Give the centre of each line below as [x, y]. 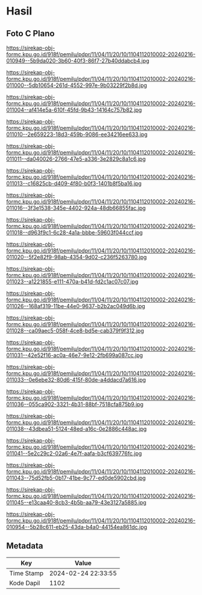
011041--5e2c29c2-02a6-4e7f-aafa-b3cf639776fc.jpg [74, 453]
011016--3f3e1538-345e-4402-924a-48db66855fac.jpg [76, 208]
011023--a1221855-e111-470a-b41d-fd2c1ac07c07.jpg [72, 281]
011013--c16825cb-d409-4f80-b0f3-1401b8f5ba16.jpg [74, 183]
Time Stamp [27, 573]
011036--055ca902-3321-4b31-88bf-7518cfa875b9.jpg [75, 404]
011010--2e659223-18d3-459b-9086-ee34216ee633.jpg [77, 134]
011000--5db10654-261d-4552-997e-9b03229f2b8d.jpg [77, 85]
